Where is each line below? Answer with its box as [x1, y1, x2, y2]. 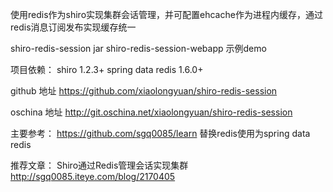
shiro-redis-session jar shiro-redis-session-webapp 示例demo [10, 43, 267, 54]
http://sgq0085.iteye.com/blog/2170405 [10, 171, 176, 182]
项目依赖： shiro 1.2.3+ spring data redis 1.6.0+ [10, 64, 204, 75]
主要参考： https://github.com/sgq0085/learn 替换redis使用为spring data [10, 128, 311, 139]
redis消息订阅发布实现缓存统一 [10, 21, 137, 33]
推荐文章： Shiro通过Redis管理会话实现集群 [10, 159, 189, 171]
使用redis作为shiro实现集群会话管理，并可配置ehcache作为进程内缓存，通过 [10, 9, 323, 20]
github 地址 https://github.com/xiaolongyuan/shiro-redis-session [10, 85, 278, 97]
